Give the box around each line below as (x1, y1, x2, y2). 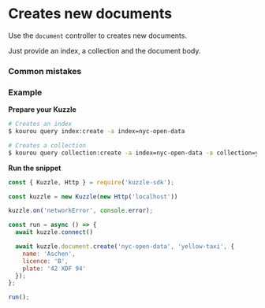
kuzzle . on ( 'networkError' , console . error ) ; (8, 206, 154, 215)
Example (8, 87, 43, 98)
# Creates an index (8, 120, 73, 128)
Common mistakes (8, 65, 82, 76)
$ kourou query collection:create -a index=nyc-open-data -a (8, 149, 214, 157)
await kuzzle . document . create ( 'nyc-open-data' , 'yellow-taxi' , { (15, 243, 235, 250)
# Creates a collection (8, 141, 87, 150)
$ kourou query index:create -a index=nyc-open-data (8, 128, 185, 135)
